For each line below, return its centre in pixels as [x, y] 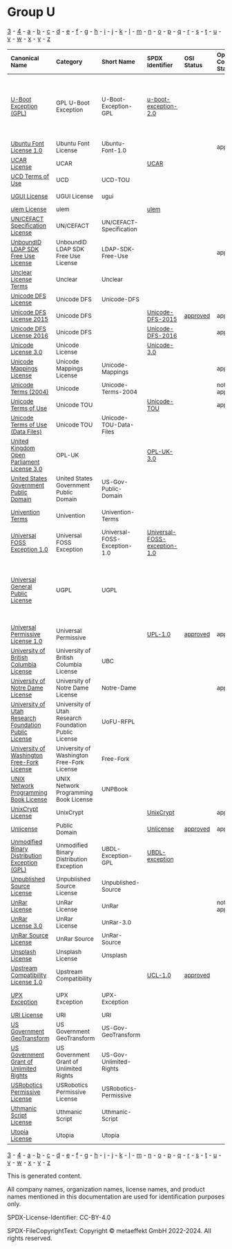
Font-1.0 [114, 150]
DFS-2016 [162, 335]
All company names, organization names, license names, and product [106, 1189]
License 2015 [29, 319]
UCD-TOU [115, 180]
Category [69, 62]
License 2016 [29, 335]
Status [193, 65]
